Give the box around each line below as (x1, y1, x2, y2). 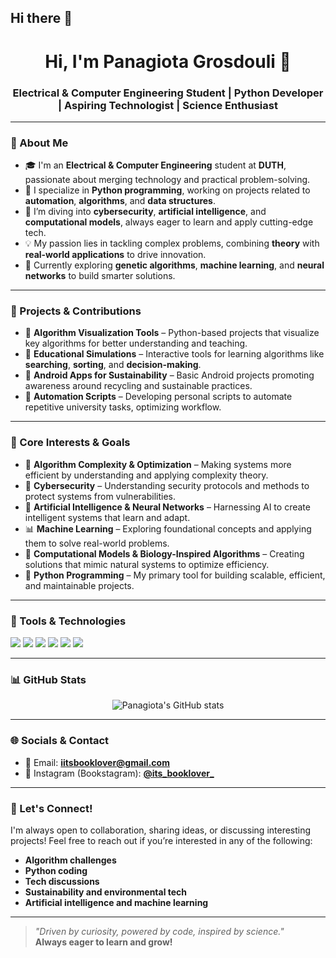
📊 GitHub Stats (10, 672, 87, 686)
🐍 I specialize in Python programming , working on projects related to (24, 184, 311, 196)
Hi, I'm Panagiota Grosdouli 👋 (44, 50, 292, 73)
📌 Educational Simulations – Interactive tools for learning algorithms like (24, 348, 325, 360)
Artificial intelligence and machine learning (24, 896, 209, 908)
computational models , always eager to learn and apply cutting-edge (24, 216, 314, 228)
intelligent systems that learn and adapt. (24, 511, 191, 523)
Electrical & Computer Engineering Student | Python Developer (12, 86, 324, 100)
